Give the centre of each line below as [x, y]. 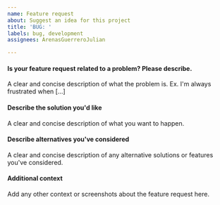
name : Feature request [41, 14]
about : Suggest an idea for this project [69, 20]
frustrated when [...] [36, 91]
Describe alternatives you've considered [68, 139]
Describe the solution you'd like [55, 107]
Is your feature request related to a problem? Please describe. [100, 68]
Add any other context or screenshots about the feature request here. [109, 194]
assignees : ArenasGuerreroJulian [56, 40]
